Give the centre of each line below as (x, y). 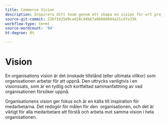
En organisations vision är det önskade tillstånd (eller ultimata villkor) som (80, 76)
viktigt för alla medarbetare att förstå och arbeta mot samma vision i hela (80, 112)
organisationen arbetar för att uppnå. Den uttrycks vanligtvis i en (71, 81)
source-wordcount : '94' (30, 28)
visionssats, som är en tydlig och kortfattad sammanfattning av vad (74, 86)
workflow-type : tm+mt (28, 24)
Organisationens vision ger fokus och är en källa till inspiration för (72, 101)
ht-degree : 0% (20, 33)
